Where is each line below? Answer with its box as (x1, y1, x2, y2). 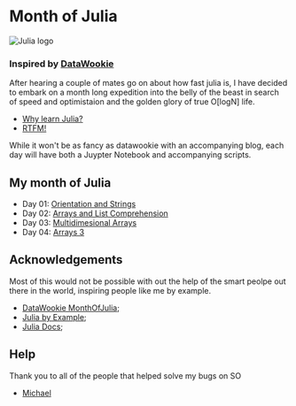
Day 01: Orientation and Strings (21, 199, 136, 210)
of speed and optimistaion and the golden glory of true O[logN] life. (9, 96, 255, 107)
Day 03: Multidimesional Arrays (21, 218, 137, 228)
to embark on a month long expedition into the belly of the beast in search (9, 87, 279, 98)
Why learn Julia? (21, 113, 83, 125)
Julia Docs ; (21, 321, 64, 332)
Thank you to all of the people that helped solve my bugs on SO (9, 370, 242, 381)
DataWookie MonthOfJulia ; (21, 303, 120, 313)
